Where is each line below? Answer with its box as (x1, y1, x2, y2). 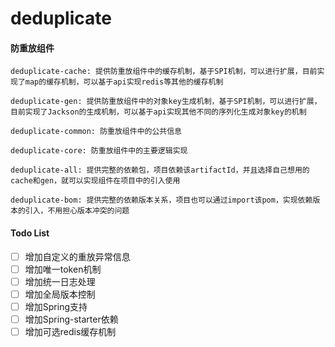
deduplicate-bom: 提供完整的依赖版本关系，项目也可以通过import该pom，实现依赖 (10, 195, 313, 206)
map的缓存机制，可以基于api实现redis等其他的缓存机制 (24, 77, 224, 87)
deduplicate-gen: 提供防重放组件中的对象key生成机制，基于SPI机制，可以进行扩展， (10, 97, 322, 107)
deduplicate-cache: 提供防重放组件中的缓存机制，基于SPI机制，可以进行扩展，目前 (10, 67, 318, 77)
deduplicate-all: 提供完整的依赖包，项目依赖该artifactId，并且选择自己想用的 (10, 165, 310, 176)
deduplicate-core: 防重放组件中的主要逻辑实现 (10, 146, 188, 156)
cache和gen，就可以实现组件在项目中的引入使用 (10, 176, 181, 186)
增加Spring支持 (24, 300, 88, 312)
